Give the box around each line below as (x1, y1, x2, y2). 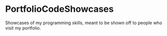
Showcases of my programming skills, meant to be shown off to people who (5, 20, 162, 26)
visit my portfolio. (5, 25, 41, 31)
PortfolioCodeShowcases (5, 3, 114, 15)
